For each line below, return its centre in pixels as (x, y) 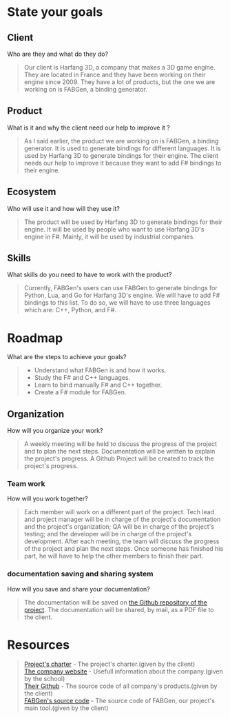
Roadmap (35, 338)
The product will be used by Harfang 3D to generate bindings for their (123, 222)
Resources (39, 645)
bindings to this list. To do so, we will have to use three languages (117, 303)
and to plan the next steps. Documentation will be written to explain (119, 452)
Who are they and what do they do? (58, 54)
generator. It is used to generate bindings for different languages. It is (123, 148)
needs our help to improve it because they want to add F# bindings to (123, 163)
